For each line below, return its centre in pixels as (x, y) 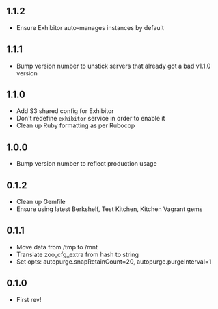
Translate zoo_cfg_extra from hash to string (78, 254)
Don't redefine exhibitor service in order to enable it (91, 119)
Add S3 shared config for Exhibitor (65, 111)
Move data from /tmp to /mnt (57, 247)
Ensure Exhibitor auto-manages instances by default (90, 27)
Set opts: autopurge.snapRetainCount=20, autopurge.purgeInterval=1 (114, 261)
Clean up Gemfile (41, 202)
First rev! (29, 299)
